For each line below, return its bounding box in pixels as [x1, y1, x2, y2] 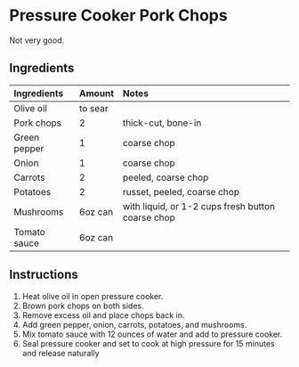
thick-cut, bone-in [122, 117, 202, 129]
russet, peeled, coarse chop [122, 185, 240, 198]
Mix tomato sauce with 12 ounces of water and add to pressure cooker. [21, 329, 283, 339]
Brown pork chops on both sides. [21, 300, 144, 311]
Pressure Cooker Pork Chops [9, 5, 229, 26]
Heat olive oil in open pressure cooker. [21, 290, 164, 301]
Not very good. [9, 35, 65, 45]
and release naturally [21, 347, 100, 358]
